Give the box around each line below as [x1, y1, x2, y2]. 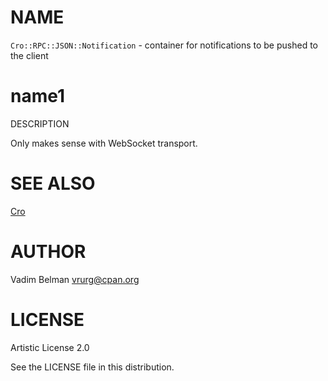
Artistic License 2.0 [10, 341, 90, 353]
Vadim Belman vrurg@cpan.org [10, 273, 140, 285]
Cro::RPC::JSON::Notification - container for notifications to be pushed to [10, 39, 318, 51]
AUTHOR [10, 241, 87, 263]
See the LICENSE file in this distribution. [10, 361, 175, 373]
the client [10, 49, 49, 61]
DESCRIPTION [10, 117, 70, 130]
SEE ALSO [10, 172, 96, 195]
